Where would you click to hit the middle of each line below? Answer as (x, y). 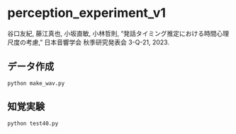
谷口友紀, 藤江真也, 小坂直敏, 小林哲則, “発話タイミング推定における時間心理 (118, 33)
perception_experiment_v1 (87, 13)
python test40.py (33, 123)
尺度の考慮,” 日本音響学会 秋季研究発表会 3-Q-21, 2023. (89, 42)
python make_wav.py (36, 83)
